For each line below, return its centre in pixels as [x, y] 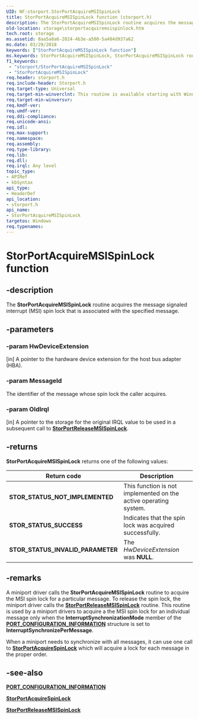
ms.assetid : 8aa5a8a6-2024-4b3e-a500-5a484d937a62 [70, 39]
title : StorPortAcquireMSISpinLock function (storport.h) [79, 17]
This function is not [150, 485]
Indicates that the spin [154, 517]
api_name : [18, 210]
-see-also [25, 673]
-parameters [30, 330]
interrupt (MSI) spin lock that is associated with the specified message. [93, 311]
